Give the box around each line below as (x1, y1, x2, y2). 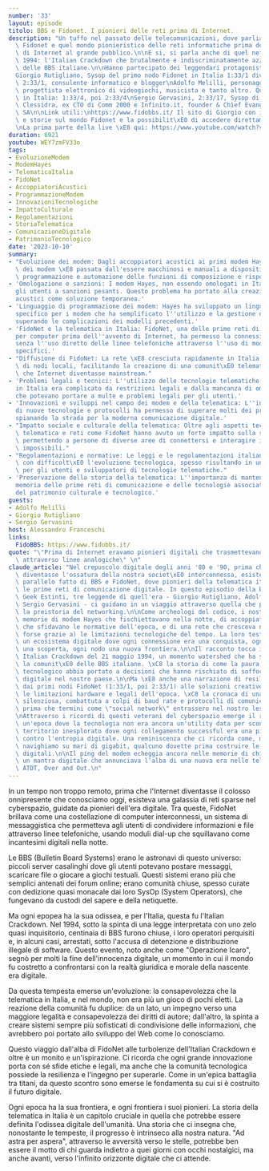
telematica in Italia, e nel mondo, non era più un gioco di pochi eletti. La (8, 995, 243, 1004)
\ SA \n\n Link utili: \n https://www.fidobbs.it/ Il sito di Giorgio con (15, 109, 256, 117)
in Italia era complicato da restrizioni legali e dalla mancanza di (15, 384, 252, 393)
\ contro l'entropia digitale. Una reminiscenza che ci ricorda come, (15, 734, 256, 742)
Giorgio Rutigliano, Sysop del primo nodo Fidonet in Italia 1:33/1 (15, 71, 249, 79)
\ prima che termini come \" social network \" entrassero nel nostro (15, 705, 249, 713)
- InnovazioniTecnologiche (8, 198, 98, 206)
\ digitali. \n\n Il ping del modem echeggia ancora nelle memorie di (15, 749, 249, 757)
